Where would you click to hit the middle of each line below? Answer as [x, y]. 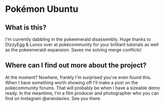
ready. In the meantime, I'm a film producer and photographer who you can [82, 93]
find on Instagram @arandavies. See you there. [53, 98]
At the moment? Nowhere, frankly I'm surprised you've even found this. [78, 77]
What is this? [26, 27]
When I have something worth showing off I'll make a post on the [72, 82]
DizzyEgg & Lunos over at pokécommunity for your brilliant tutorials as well [82, 45]
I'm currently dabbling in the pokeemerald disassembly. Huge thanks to [78, 39]
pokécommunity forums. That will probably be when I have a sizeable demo [82, 88]
